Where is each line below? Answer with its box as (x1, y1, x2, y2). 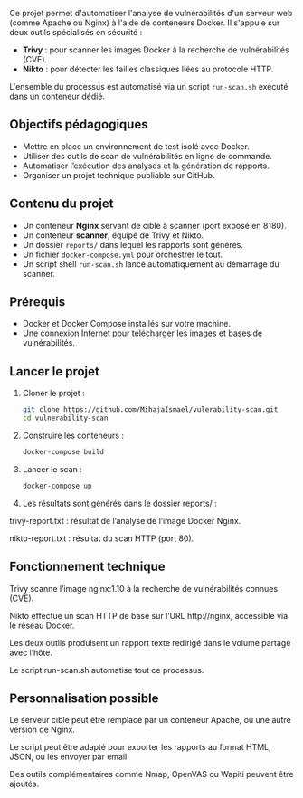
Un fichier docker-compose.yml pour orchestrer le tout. (22, 249, 223, 260)
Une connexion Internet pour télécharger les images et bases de (22, 328, 263, 338)
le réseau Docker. (9, 620, 75, 631)
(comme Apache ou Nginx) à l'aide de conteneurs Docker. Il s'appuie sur (9, 17, 280, 28)
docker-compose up (22, 481, 92, 490)
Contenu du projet (9, 196, 114, 212)
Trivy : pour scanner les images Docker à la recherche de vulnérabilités (22, 44, 289, 55)
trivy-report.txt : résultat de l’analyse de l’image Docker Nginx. (9, 515, 241, 526)
